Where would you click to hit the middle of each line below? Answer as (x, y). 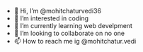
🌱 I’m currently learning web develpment (73, 26)
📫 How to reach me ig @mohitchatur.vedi (75, 41)
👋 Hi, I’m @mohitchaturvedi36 (57, 11)
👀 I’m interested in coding (51, 18)
